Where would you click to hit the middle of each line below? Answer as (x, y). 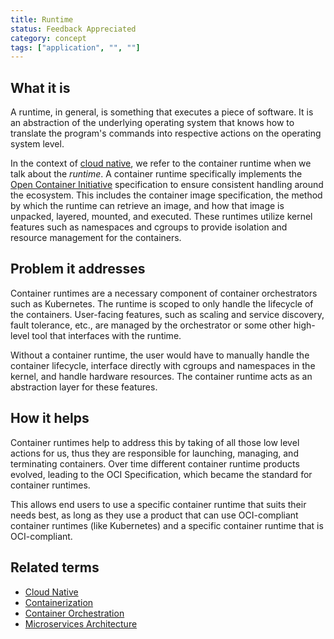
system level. (37, 144)
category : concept (48, 38)
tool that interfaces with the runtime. (106, 335)
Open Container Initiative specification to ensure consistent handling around (167, 185)
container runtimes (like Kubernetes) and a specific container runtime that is (167, 525)
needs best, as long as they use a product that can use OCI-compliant (154, 515)
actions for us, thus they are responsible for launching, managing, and (154, 453)
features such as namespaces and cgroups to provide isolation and (149, 227)
